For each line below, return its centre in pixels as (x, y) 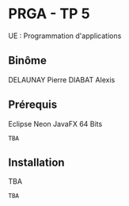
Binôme (28, 61)
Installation (36, 162)
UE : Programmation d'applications (65, 36)
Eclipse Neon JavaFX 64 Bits (55, 124)
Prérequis (33, 105)
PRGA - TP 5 (49, 14)
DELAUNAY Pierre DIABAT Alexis (62, 79)
